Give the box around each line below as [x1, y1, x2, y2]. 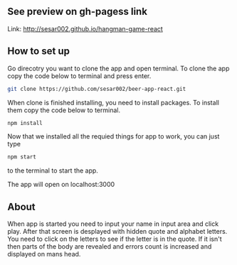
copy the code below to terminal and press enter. [7, 71, 152, 80]
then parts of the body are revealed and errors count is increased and [7, 242, 212, 251]
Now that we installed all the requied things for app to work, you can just [7, 132, 220, 141]
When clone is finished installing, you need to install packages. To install [7, 98, 219, 107]
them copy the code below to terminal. [7, 106, 121, 114]
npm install [7, 119, 43, 126]
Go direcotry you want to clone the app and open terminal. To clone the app [7, 64, 230, 72]
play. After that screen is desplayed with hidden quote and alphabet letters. [7, 227, 228, 236]
